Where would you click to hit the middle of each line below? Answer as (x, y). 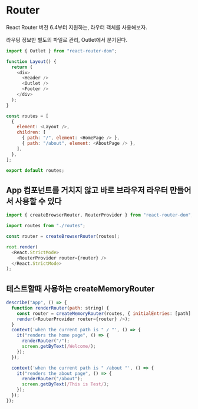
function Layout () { (32, 61)
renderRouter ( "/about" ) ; (52, 379)
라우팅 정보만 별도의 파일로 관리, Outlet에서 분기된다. (67, 39)
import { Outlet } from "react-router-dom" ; (62, 51)
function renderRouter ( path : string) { (60, 308)
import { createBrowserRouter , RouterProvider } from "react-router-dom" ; (100, 215)
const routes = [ (27, 116)
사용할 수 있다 (38, 201)
